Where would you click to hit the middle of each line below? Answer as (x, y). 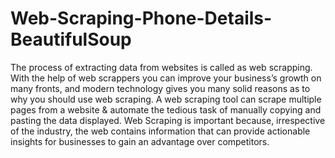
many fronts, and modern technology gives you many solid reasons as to (160, 88)
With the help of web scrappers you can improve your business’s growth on (166, 78)
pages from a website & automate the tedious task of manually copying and (166, 109)
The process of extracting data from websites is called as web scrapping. (161, 67)
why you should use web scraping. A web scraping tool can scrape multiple (166, 99)
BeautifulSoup (71, 39)
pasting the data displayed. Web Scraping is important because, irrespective (168, 120)
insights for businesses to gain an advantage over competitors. (140, 141)
